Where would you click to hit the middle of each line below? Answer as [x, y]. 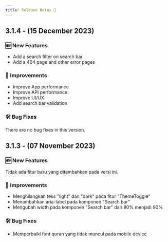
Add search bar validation [40, 103]
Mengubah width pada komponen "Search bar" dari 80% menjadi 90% [88, 207]
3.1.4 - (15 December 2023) [50, 31]
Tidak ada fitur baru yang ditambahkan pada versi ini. [62, 172]
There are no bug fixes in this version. [45, 129]
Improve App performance [41, 87]
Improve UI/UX [29, 98]
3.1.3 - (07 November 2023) [50, 146]
